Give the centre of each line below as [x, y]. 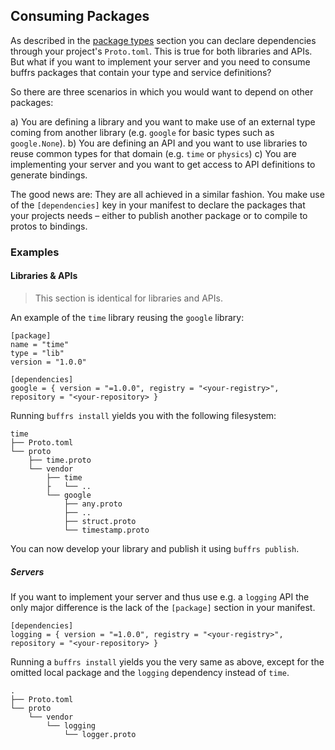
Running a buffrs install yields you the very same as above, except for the [167, 661]
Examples [35, 252]
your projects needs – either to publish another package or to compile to [159, 215]
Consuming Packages [80, 16]
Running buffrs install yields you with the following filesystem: [143, 415]
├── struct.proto [100, 521]
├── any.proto [93, 504]
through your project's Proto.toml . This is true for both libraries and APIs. [161, 51]
